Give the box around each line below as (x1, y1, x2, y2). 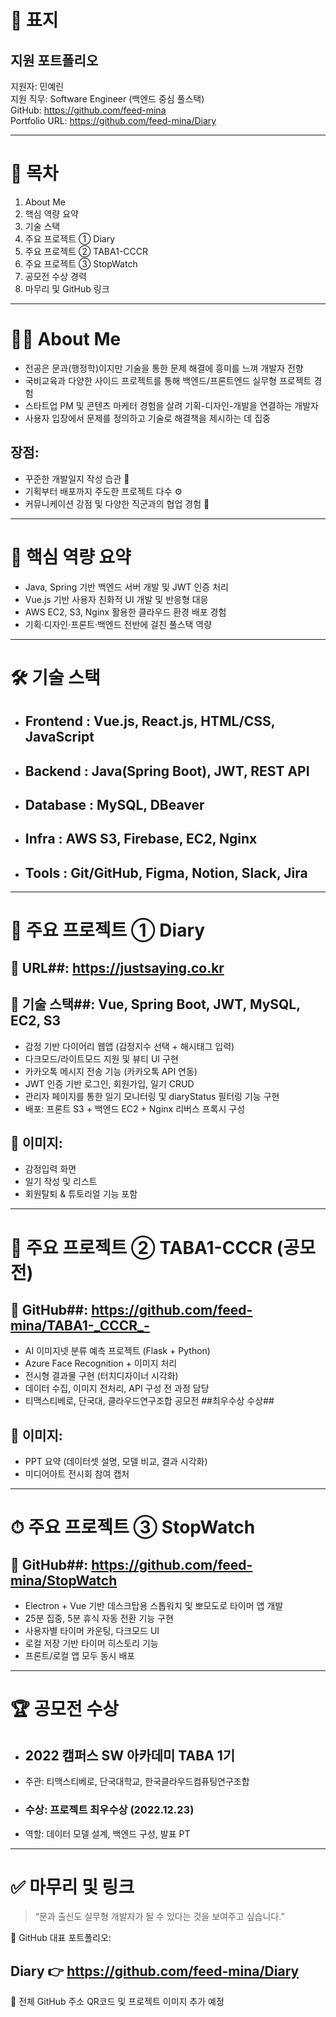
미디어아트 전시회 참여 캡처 (24, 1468, 130, 1480)
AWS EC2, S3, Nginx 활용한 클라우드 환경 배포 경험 (24, 606, 227, 618)
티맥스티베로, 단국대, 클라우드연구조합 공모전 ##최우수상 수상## (24, 1395, 275, 1407)
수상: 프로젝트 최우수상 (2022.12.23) (24, 1803, 195, 1817)
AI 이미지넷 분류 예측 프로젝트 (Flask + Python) (24, 1345, 211, 1357)
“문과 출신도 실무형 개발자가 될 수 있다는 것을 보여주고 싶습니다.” (34, 1911, 285, 1923)
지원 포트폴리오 (10, 52, 99, 69)
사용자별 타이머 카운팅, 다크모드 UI (24, 1625, 160, 1637)
